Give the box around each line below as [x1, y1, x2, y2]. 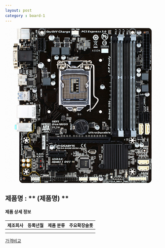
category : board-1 [5, 13, 45, 18]
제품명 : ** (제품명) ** [5, 194, 69, 203]
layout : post [5, 8, 32, 13]
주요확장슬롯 [69, 222, 93, 228]
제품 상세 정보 [5, 209, 31, 215]
